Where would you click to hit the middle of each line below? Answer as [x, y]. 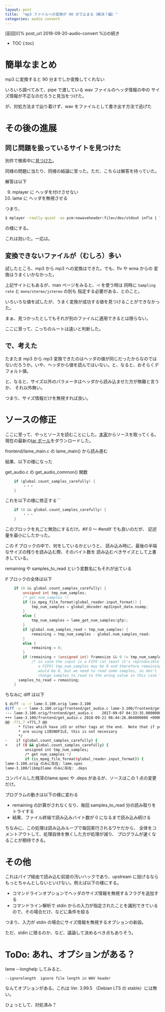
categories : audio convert [33, 19]
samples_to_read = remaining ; [49, 680]
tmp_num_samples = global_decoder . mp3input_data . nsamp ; [90, 607]
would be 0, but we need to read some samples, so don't [97, 671]
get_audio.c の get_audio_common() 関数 [46, 472]
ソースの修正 [31, 420]
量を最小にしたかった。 [29, 535]
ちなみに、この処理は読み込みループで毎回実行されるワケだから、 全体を [79, 828]
